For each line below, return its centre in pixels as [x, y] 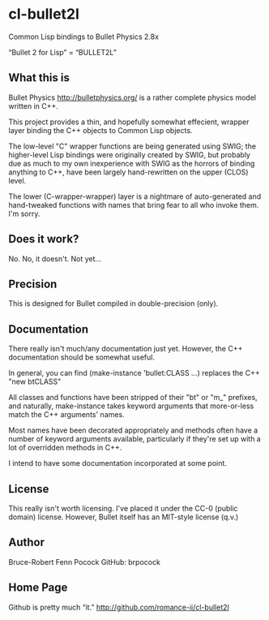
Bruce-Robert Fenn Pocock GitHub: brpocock [84, 562]
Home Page [38, 588]
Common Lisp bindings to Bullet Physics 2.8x [84, 37]
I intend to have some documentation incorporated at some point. [117, 463]
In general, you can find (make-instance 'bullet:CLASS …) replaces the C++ [134, 373]
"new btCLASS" [35, 381]
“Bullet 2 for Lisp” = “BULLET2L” [63, 52]
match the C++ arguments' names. [66, 415]
